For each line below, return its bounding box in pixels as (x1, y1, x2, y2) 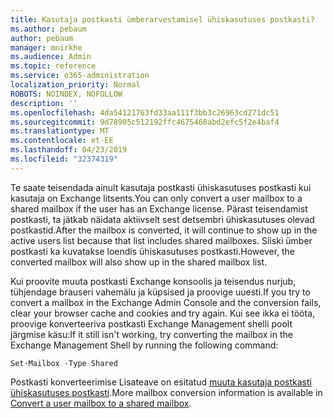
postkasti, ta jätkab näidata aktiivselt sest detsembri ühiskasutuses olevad (10, 213, 315, 225)
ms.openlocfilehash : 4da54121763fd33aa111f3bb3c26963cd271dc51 (10, 107, 280, 118)
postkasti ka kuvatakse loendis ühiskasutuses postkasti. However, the (10, 245, 296, 257)
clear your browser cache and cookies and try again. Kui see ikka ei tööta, (10, 307, 316, 319)
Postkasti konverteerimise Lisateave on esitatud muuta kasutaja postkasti (10, 376, 312, 388)
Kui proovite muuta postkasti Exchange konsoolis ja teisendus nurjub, (10, 275, 297, 287)
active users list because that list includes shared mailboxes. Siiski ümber (10, 234, 313, 246)
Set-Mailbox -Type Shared (10, 358, 118, 368)
